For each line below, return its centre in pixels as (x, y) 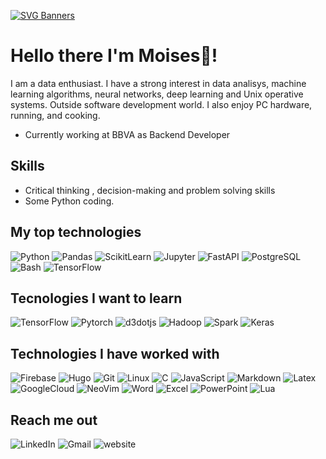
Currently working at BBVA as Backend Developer (127, 134)
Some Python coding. (69, 201)
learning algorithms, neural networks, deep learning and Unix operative (157, 94)
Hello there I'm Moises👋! (114, 56)
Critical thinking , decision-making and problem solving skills (150, 190)
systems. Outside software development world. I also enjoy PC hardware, (161, 104)
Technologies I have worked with (115, 353)
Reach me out (54, 420)
